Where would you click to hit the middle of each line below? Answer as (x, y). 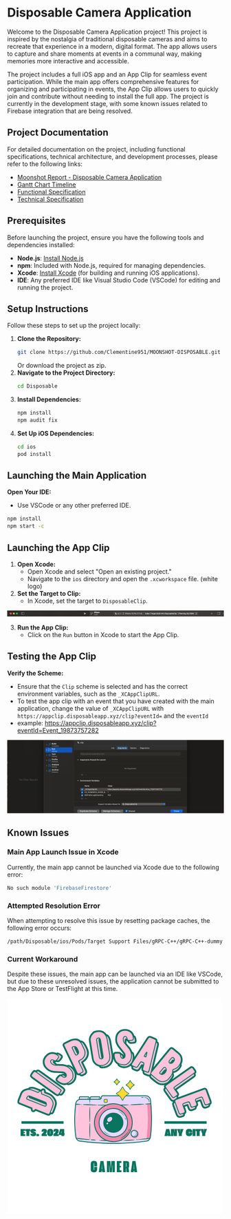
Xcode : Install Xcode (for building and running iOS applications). (108, 273)
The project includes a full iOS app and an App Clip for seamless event (107, 74)
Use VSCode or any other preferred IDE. (74, 506)
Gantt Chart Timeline (46, 185)
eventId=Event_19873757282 (58, 730)
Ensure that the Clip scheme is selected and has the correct (102, 686)
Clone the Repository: (49, 339)
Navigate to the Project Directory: (66, 373)
